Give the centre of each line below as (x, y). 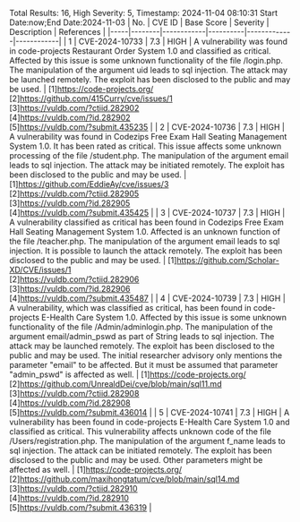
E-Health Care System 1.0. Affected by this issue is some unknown (164, 317)
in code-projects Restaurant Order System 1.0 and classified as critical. (140, 51)
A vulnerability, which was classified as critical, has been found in (130, 308)
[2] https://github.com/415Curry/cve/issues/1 (91, 98)
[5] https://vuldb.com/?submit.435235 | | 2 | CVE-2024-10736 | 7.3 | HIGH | (147, 127)
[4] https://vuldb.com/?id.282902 (70, 117)
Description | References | (57, 32)
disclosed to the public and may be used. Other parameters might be (136, 460)
